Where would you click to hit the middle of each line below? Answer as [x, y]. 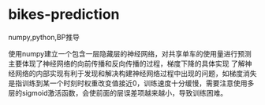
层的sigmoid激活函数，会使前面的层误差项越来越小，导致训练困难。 [118, 92]
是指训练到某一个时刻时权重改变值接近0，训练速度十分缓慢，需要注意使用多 [131, 83]
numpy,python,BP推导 [44, 37]
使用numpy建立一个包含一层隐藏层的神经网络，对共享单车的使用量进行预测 [130, 53]
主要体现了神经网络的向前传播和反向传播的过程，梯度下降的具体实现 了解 [127, 63]
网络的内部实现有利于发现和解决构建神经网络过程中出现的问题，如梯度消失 [136, 73]
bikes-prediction [64, 14]
